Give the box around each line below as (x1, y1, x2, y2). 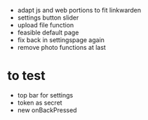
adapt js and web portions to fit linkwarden (17, 6, 142, 14)
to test (7, 68, 46, 84)
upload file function (17, 21, 74, 29)
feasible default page (17, 28, 79, 36)
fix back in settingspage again (17, 36, 105, 44)
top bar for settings (17, 91, 74, 99)
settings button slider (17, 13, 79, 22)
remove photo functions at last (17, 44, 107, 51)
